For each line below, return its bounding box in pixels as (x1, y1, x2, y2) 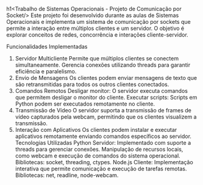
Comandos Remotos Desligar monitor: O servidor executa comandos (15, 87, 188, 94)
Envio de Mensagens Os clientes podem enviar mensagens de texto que (15, 74, 197, 81)
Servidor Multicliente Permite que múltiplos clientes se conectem (15, 55, 179, 62)
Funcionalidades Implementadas (6, 43, 88, 50)
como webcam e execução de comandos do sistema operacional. (15, 152, 181, 159)
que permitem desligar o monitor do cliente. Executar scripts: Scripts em (15, 94, 198, 101)
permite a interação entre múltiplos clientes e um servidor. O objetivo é (6, 24, 185, 32)
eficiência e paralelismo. (15, 68, 77, 75)
